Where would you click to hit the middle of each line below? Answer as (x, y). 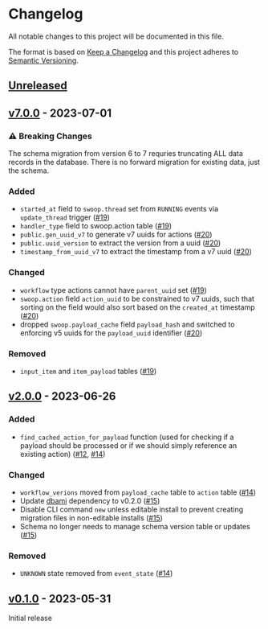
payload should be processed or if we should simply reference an (128, 445)
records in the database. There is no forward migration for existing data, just (134, 162)
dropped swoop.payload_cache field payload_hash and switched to (127, 324)
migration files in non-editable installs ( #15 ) (91, 518)
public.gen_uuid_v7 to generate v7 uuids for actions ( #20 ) (116, 235)
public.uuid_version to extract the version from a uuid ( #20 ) (120, 243)
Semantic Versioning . (43, 60)
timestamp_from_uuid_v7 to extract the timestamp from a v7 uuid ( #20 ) (136, 252)
